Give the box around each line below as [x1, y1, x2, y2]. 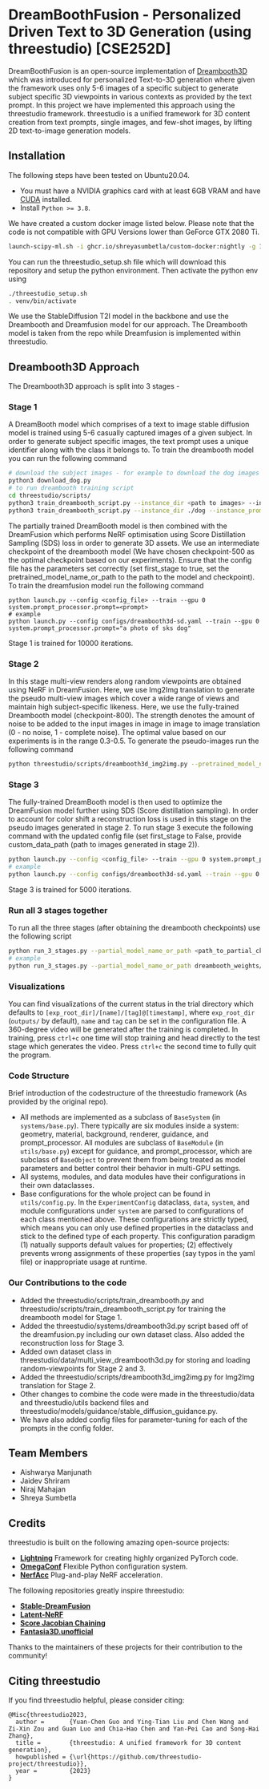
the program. [8, 1050, 51, 1060]
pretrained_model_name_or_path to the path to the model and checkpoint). [8, 571, 255, 582]
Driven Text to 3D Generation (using [8, 22, 252, 41]
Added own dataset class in [19, 1347, 112, 1356]
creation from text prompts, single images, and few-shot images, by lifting [8, 117, 252, 127]
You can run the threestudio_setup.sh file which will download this [8, 256, 227, 266]
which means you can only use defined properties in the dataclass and [19, 1223, 254, 1233]
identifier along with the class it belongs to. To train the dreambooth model [8, 445, 255, 454]
